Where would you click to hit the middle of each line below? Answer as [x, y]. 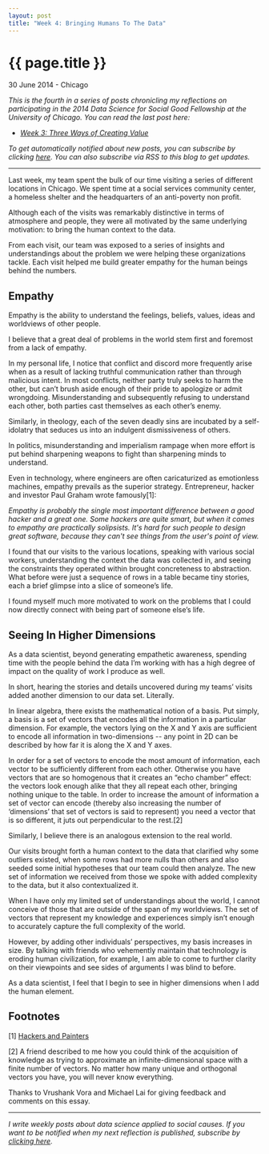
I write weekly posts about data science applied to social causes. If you [127, 1124]
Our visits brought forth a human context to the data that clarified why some [133, 851]
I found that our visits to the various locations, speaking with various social [131, 552]
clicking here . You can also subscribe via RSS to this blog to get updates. [129, 157]
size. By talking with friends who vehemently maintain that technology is [127, 950]
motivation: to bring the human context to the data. [92, 230]
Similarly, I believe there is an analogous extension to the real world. [120, 836]
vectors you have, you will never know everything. [91, 1077]
